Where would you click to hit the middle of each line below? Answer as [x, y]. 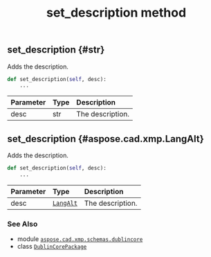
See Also [22, 224]
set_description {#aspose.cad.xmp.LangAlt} [105, 139]
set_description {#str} [56, 50]
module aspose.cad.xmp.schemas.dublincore [80, 239]
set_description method [116, 13]
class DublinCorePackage [52, 247]
